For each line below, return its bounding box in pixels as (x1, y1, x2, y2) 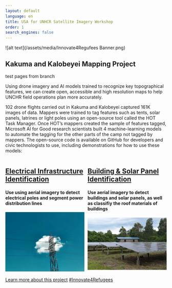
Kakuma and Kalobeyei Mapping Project (5, 60, 136, 68)
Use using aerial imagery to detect (5, 189, 80, 195)
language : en (5, 13, 33, 19)
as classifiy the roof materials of (88, 200, 158, 206)
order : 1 (5, 25, 24, 30)
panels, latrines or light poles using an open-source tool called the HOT (5, 114, 156, 121)
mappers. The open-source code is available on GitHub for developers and (5, 137, 163, 143)
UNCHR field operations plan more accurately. (5, 94, 103, 100)
